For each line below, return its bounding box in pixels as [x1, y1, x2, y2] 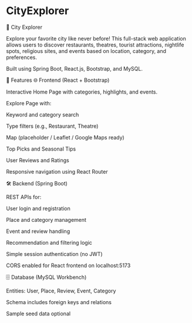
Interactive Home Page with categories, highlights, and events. [6, 88, 158, 95]
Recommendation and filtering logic [6, 239, 93, 246]
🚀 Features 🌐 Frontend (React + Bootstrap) [6, 76, 110, 84]
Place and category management [6, 216, 87, 223]
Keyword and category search [6, 111, 79, 118]
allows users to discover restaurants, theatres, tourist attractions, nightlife [6, 41, 184, 48]
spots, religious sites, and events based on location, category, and [6, 47, 166, 54]
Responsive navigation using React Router [6, 168, 108, 175]
